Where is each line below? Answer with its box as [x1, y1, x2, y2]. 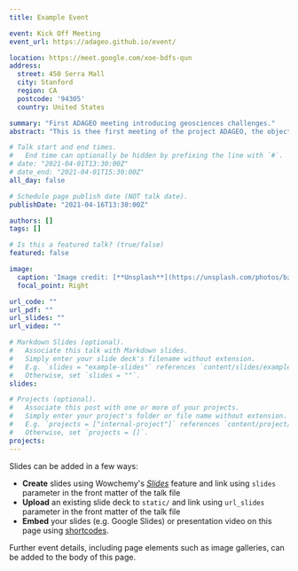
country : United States [17, 103, 105, 112]
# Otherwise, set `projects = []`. [9, 427, 149, 437]
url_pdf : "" [9, 305, 53, 315]
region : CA [17, 86, 58, 95]
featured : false [9, 249, 69, 258]
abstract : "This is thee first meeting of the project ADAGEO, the [9, 127, 264, 136]
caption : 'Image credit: [17, 272, 109, 282]
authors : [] [9, 216, 53, 225]
